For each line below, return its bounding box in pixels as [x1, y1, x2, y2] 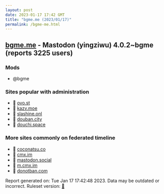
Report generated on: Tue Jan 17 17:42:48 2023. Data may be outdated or [5, 177, 159, 184]
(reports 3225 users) [5, 48, 73, 57]
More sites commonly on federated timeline [5, 134, 116, 141]
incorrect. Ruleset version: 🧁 [5, 183, 65, 189]
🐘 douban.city [12, 116, 42, 123]
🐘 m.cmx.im [12, 162, 38, 168]
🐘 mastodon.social [12, 157, 52, 163]
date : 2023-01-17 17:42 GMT [5, 12, 65, 17]
